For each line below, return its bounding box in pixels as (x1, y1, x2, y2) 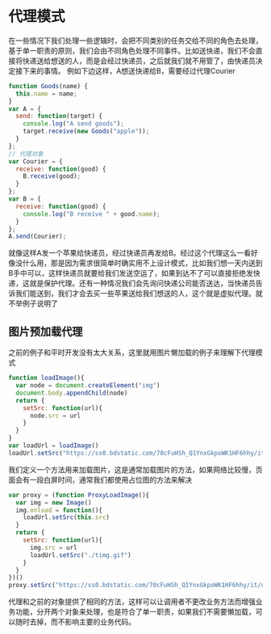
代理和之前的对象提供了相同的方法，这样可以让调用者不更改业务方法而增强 (8, 597, 256, 607)
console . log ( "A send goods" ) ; (23, 120, 125, 128)
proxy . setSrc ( (8, 581, 56, 590)
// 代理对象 (8, 150, 44, 158)
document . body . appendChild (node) (15, 389, 128, 397)
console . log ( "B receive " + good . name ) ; (23, 209, 161, 218)
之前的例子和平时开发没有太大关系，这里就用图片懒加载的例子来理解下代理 (8, 348, 256, 357)
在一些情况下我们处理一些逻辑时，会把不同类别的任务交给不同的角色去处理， (8, 36, 263, 45)
